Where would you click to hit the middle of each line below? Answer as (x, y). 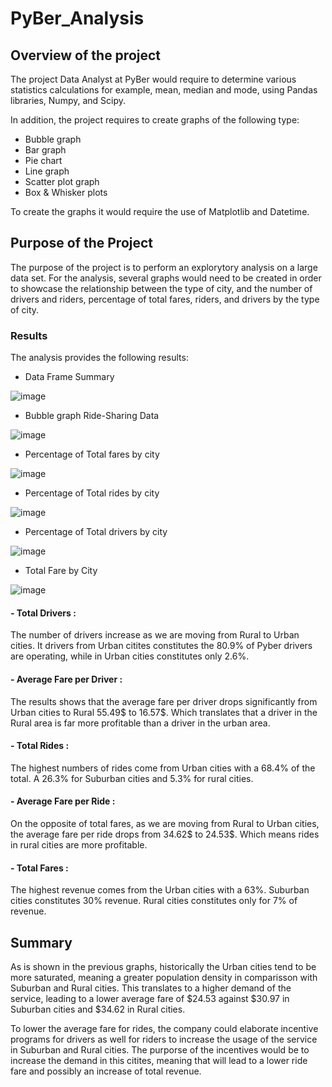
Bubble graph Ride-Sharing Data (92, 416)
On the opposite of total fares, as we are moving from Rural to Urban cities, (165, 823)
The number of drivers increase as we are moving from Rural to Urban (155, 635)
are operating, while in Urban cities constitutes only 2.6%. (130, 656)
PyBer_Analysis (77, 18)
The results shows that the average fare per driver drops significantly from (164, 701)
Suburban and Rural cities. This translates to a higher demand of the (151, 988)
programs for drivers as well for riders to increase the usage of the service (164, 1039)
